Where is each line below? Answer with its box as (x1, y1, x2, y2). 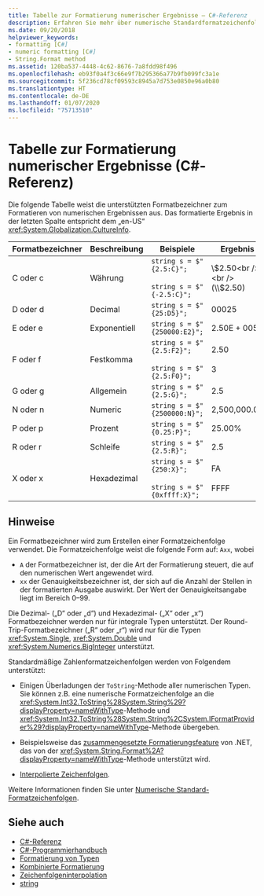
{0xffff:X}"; (151, 490, 200, 499)
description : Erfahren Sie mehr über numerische (8, 19, 170, 27)
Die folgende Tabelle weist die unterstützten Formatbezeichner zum (8, 200, 228, 209)
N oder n (12, 404, 45, 415)
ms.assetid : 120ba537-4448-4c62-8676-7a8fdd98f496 (8, 63, 178, 71)
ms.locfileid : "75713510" (8, 107, 93, 115)
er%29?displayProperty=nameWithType (19, 722, 149, 732)
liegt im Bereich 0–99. (19, 593, 90, 602)
